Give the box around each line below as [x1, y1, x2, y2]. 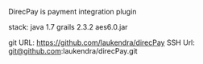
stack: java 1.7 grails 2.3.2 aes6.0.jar [8, 22, 128, 31]
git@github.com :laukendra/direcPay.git [8, 46, 139, 55]
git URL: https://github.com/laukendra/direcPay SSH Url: [8, 38, 196, 47]
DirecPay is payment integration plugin [8, 7, 137, 16]
